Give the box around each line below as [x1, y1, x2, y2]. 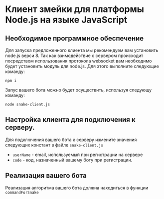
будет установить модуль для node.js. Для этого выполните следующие [5, 63, 160, 69]
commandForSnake [5, 190, 39, 195]
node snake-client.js [5, 102, 50, 107]
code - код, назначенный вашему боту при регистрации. [12, 156, 133, 163]
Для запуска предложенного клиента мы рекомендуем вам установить [5, 47, 159, 53]
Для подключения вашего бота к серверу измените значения [5, 136, 137, 142]
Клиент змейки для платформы [5, 3, 145, 15]
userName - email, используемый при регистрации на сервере [12, 151, 143, 157]
